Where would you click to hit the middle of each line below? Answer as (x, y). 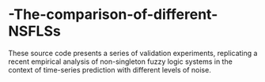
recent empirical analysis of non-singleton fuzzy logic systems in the (121, 61)
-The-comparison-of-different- (113, 15)
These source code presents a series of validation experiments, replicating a (133, 53)
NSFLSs (34, 31)
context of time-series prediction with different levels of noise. (110, 69)
